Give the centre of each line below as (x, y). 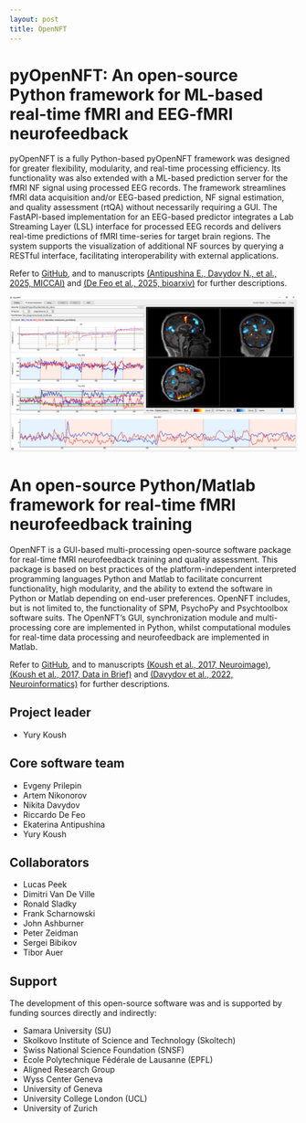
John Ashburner (53, 924)
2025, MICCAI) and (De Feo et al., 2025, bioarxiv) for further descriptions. (148, 283)
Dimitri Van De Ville (59, 895)
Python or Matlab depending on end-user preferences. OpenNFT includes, (150, 599)
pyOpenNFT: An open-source (124, 75)
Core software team (67, 763)
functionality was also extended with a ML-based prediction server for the (149, 178)
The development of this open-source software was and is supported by (146, 1003)
